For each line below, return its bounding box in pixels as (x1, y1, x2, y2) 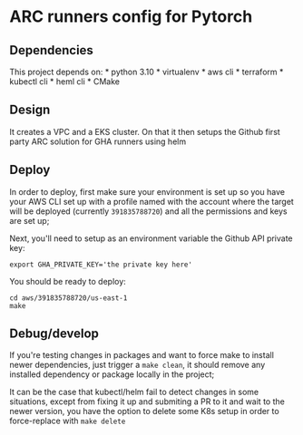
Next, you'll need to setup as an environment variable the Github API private (9, 233, 293, 244)
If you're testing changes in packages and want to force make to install (9, 350, 275, 361)
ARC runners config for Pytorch (9, 6, 253, 27)
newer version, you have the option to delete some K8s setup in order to (9, 406, 279, 417)
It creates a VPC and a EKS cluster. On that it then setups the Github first (9, 126, 281, 137)
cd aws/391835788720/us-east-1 (9, 293, 128, 303)
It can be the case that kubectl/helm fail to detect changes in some (9, 387, 259, 398)
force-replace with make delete (9, 415, 126, 427)
